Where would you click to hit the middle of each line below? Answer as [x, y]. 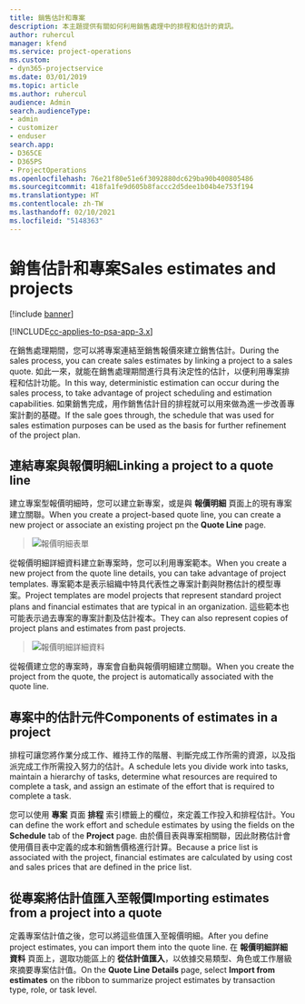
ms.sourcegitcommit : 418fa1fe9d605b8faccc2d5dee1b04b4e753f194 [132, 187]
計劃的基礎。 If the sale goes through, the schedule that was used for [146, 415]
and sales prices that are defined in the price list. [101, 867]
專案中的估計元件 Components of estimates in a [144, 717]
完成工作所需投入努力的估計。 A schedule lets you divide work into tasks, [152, 767]
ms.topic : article [44, 85]
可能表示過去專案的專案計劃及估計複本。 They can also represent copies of [149, 618]
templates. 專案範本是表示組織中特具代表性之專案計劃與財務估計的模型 [142, 584]
